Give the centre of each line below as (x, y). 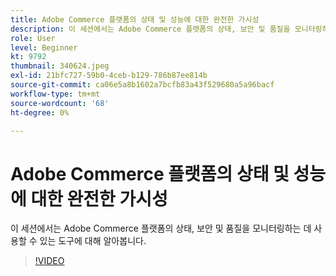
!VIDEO (49, 261)
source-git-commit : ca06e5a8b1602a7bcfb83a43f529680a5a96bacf (142, 85)
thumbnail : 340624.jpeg (60, 66)
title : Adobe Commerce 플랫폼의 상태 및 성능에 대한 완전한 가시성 (135, 19)
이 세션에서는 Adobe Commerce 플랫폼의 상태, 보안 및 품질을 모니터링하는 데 (161, 228)
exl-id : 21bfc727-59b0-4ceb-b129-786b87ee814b (109, 76)
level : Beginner (44, 47)
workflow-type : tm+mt (55, 94)
